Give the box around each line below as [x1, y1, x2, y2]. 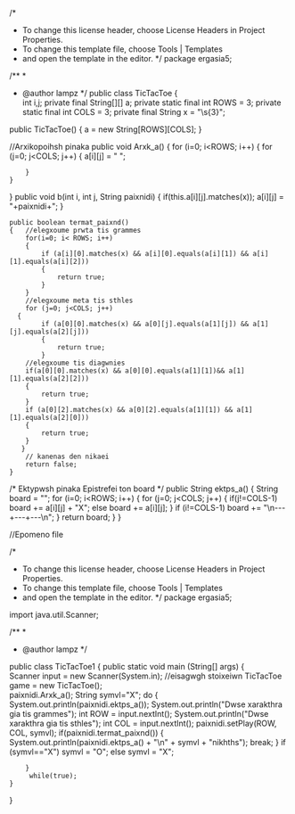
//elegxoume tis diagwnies [25, 358, 126, 367]
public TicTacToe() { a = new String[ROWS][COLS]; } [9, 124, 202, 135]
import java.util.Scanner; [9, 610, 100, 620]
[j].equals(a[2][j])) [9, 327, 90, 336]
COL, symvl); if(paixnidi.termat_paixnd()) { [9, 728, 164, 738]
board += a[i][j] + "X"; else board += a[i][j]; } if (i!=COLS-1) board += [9, 503, 262, 513]
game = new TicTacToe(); [9, 680, 102, 690]
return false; [25, 460, 78, 469]
